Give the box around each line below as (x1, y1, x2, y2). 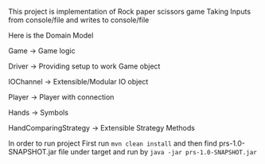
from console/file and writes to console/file (8, 15, 150, 25)
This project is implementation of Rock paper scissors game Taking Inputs (8, 7, 251, 16)
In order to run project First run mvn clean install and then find (8, 139, 217, 148)
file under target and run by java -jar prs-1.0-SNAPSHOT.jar (58, 147, 257, 156)
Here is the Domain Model (8, 31, 94, 40)
